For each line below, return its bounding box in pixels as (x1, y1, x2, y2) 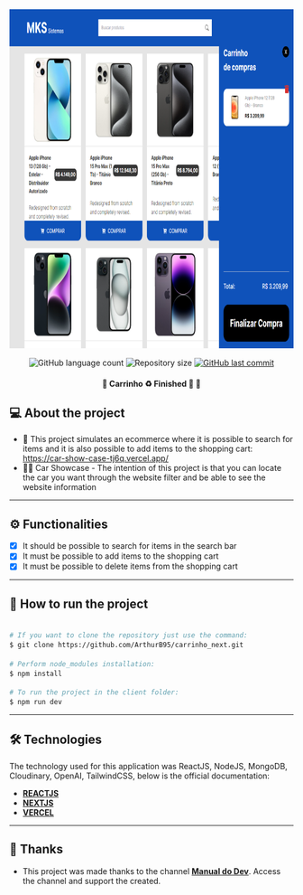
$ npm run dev (9, 698, 63, 707)
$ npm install (9, 669, 63, 678)
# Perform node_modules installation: (9, 659, 155, 668)
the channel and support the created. (22, 875, 161, 886)
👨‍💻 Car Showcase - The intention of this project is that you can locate (22, 463, 282, 474)
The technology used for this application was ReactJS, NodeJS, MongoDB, (9, 760, 289, 771)
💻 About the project (9, 405, 125, 420)
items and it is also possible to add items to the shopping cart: (22, 443, 253, 455)
